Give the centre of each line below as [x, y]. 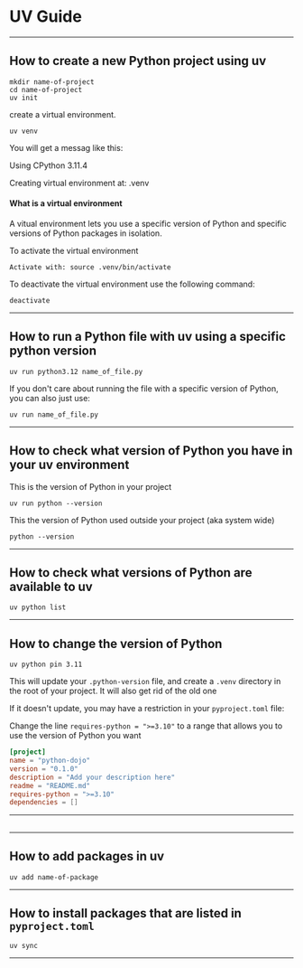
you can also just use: [50, 398]
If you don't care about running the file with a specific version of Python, [144, 388]
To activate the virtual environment [74, 250]
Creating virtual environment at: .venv [79, 183]
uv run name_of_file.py [54, 414]
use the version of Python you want [75, 736]
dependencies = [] [44, 803]
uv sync [24, 946]
